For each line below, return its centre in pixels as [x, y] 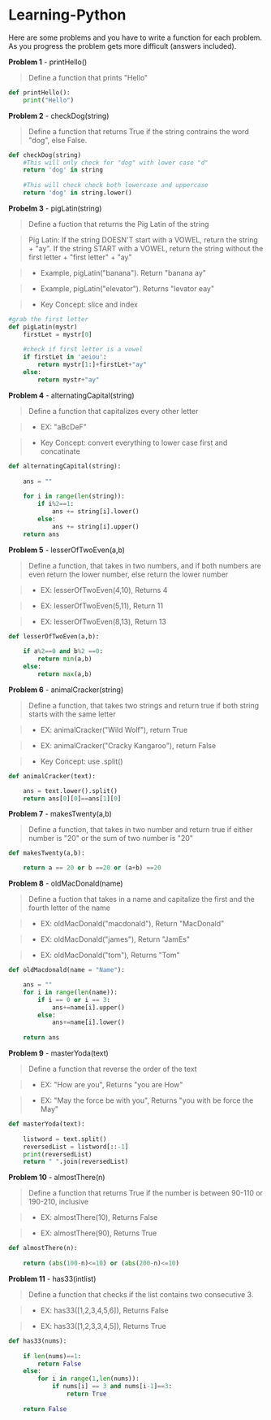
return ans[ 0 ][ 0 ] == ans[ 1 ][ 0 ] [72, 799]
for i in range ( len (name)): [70, 992]
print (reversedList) [58, 1154]
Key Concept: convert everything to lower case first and [134, 442]
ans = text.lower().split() [70, 791]
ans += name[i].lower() [88, 1022]
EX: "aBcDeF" [64, 427]
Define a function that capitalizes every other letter [113, 411]
